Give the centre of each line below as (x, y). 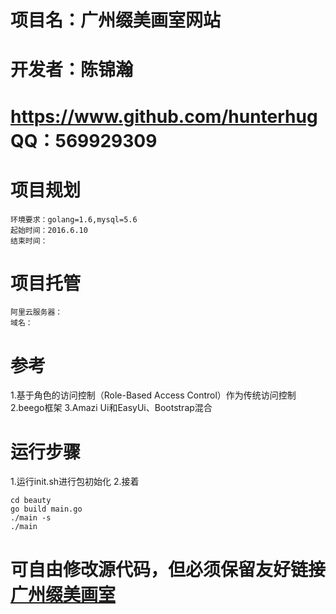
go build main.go (46, 509)
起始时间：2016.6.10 (49, 230)
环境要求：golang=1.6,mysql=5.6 (74, 219)
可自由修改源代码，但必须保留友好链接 (168, 569)
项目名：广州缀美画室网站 (116, 20)
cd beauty (31, 501)
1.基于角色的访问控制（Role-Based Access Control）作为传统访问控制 (153, 395)
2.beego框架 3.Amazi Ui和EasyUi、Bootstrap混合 (111, 408)
